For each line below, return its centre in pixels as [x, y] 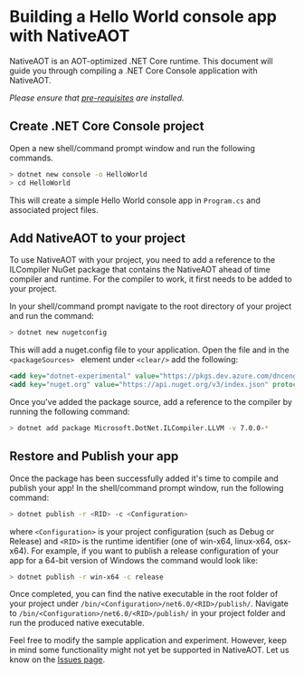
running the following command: [70, 411]
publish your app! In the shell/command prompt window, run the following [147, 487]
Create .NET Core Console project [107, 126]
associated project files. [54, 209]
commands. [32, 158]
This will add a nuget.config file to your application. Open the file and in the [149, 350]
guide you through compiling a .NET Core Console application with [133, 71]
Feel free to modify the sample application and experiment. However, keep [148, 640]
